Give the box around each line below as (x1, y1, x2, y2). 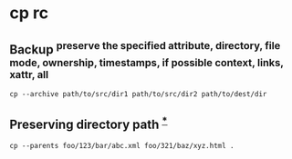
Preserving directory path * (9, 114, 168, 133)
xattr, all (9, 67, 49, 81)
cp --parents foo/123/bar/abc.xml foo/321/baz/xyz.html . (9, 141, 235, 150)
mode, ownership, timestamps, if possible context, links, (9, 55, 285, 69)
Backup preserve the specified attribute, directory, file (9, 39, 281, 57)
